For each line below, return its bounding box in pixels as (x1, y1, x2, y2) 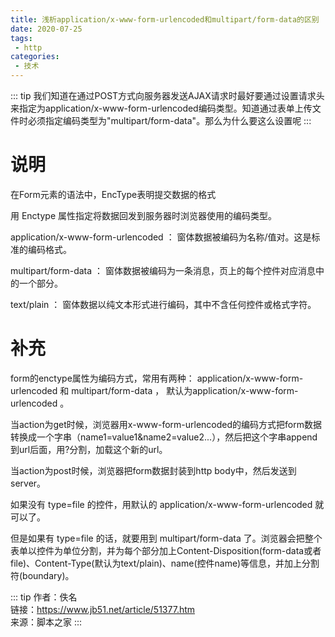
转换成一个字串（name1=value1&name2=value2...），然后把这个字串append (10, 431, 318, 443)
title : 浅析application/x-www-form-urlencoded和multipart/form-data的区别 (10, 14, 320, 25)
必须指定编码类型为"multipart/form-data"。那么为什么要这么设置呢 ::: (27, 115, 312, 126)
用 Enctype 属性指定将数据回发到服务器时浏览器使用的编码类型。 (10, 209, 278, 221)
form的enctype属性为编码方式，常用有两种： (10, 372, 195, 384)
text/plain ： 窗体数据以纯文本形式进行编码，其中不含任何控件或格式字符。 (10, 298, 317, 310)
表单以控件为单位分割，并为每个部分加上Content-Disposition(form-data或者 (10, 544, 322, 556)
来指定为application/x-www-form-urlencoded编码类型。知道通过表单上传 (10, 102, 313, 114)
